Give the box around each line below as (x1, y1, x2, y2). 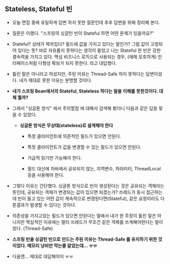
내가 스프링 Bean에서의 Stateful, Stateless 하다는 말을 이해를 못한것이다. (12, 88, 158, 94)
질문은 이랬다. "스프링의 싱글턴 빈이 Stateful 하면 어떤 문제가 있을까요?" (12, 30, 155, 36)
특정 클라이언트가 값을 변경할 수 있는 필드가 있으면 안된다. (27, 144, 141, 150)
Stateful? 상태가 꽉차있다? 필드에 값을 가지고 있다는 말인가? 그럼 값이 (12, 41, 150, 47)
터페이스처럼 (12, 60, 38, 66)
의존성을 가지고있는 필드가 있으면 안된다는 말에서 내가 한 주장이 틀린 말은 (12, 213, 156, 219)
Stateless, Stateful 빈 (5, 5, 72, 14)
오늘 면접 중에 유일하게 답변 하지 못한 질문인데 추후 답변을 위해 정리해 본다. (12, 19, 160, 25)
